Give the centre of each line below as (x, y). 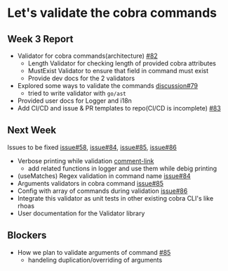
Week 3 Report (40, 39)
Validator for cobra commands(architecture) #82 (87, 56)
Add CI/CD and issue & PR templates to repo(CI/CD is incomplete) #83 (119, 108)
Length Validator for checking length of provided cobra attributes (122, 63)
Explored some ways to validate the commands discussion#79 (108, 86)
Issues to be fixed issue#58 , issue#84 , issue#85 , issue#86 (92, 147)
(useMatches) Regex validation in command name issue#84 (104, 176)
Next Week (32, 131)
